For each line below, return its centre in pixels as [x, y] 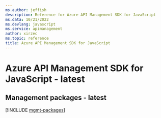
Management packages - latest [56, 98]
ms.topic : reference [27, 39]
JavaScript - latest [45, 79]
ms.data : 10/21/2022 [27, 19]
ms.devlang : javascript [31, 24]
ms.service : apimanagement [34, 29]
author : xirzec [21, 34]
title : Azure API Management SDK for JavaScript [58, 43]
